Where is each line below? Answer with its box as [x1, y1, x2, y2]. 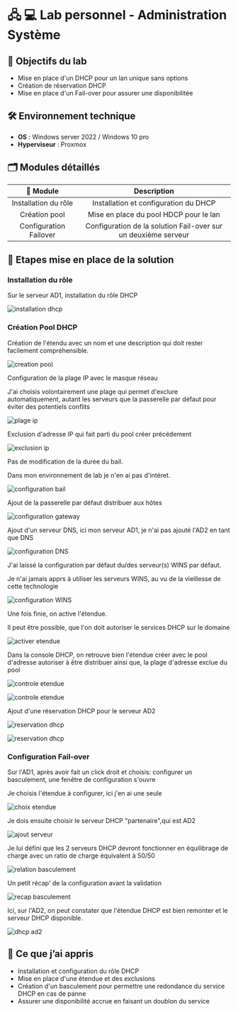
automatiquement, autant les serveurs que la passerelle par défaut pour [7, 395, 217, 403]
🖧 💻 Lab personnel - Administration [7, 7, 227, 23]
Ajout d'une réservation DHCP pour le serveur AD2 [7, 706, 156, 715]
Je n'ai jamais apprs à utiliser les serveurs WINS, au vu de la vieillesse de [7, 574, 222, 582]
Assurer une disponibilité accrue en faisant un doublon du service [17, 996, 210, 1005]
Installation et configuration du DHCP [91, 197, 216, 207]
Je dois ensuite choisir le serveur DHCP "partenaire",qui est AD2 [7, 816, 196, 824]
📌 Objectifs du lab [7, 55, 87, 67]
